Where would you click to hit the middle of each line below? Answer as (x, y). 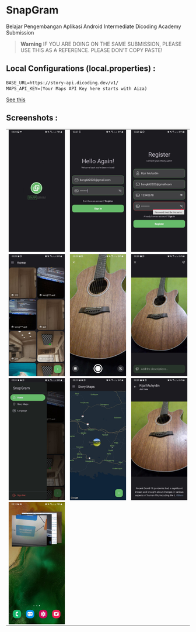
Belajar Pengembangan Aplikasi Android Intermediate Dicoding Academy (94, 26)
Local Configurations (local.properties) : (81, 69)
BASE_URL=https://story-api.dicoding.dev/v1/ (62, 83)
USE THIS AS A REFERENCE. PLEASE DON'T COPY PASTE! (91, 50)
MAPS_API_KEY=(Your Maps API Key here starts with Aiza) (77, 88)
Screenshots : (32, 118)
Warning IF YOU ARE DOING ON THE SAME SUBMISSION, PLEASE (101, 44)
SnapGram (32, 10)
